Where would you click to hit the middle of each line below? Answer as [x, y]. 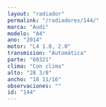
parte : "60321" [30, 60]
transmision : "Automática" [47, 53]
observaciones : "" [34, 86]
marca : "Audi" [28, 27]
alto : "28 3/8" [30, 73]
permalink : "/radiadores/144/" [53, 20]
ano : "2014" [25, 40]
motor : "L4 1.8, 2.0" [39, 46]
